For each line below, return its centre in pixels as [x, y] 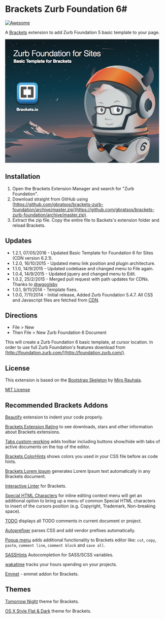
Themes [18, 590]
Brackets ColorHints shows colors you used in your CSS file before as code [82, 456]
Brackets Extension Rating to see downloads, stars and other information [79, 427]
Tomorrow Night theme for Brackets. [42, 601]
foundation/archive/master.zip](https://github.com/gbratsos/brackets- [83, 209]
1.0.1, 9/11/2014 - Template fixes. [45, 289]
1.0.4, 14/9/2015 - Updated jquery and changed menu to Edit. [74, 274]
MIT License [18, 390]
